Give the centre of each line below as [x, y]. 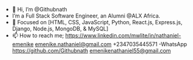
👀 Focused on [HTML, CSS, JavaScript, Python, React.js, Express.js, [97, 22]
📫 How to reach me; [38, 35]
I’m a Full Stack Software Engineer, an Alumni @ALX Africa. [86, 16]
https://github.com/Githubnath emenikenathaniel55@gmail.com [91, 51]
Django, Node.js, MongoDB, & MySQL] [60, 28]
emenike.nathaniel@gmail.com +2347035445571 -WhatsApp [111, 44]
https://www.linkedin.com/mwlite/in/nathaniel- [123, 35]
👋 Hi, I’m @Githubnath [40, 9]
